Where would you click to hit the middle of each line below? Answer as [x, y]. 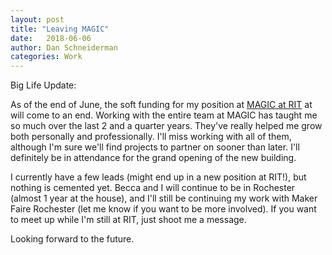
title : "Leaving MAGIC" [60, 29]
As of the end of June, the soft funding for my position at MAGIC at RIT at [161, 105]
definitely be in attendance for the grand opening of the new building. [153, 158]
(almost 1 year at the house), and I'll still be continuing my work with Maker [164, 198]
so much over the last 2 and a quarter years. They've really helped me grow [166, 126]
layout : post [37, 19]
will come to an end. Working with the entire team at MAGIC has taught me [164, 115]
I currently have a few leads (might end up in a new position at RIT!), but [158, 177]
